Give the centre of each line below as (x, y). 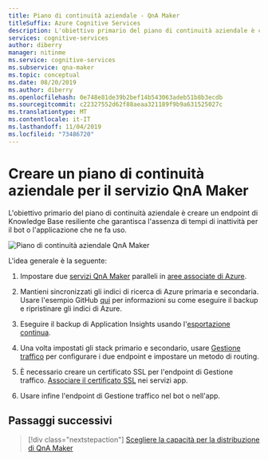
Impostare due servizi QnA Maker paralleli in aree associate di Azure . (133, 276)
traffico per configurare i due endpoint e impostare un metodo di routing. (139, 356)
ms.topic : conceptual (44, 75)
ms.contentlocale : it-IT (49, 120)
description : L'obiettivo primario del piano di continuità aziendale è (132, 30)
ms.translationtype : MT (48, 112)
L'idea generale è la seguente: (58, 261)
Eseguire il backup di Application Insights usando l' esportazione (125, 324)
